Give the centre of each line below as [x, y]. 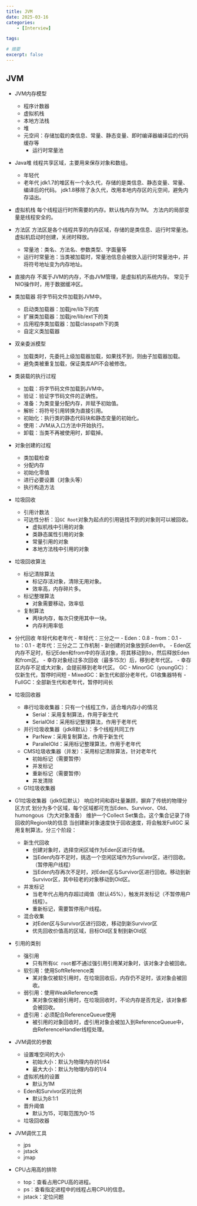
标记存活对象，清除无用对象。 [68, 581]
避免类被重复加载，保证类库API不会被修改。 [76, 363]
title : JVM [19, 11]
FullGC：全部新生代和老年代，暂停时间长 [64, 682]
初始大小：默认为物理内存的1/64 [71, 1062]
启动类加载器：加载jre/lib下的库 [61, 309]
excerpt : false [25, 55]
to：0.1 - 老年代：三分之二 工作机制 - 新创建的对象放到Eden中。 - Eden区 [103, 645]
